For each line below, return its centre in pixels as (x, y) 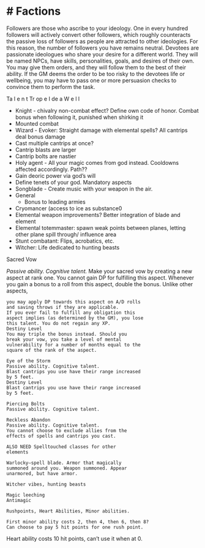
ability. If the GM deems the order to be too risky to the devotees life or (96, 74)
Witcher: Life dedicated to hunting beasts (67, 247)
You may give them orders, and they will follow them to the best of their (96, 67)
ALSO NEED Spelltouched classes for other (61, 447)
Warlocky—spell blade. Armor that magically (64, 463)
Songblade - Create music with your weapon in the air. (84, 189)
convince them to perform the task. (51, 86)
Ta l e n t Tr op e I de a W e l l (43, 99)
